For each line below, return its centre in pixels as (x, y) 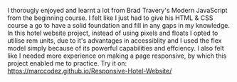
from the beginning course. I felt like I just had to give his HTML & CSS (110, 18)
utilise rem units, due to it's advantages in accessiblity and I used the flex (115, 41)
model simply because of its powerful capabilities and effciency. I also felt (116, 48)
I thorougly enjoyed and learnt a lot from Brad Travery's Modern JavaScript (117, 10)
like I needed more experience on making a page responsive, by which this (117, 56)
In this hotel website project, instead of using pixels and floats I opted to (113, 33)
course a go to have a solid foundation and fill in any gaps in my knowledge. (118, 25)
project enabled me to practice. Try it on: (67, 63)
